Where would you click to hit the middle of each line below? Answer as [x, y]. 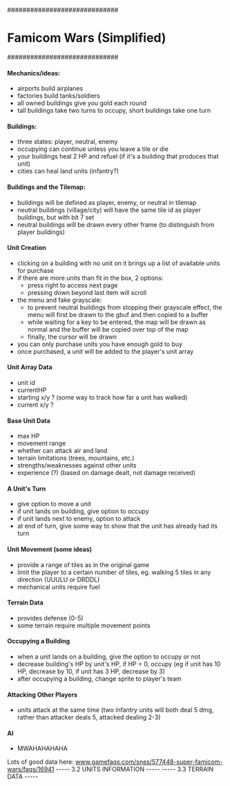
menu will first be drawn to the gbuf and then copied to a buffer [118, 314]
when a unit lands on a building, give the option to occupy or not [108, 657]
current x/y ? [35, 404]
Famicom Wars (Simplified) [87, 38]
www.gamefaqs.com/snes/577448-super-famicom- [149, 762]
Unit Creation [27, 248]
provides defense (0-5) [50, 618]
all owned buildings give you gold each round [82, 103]
